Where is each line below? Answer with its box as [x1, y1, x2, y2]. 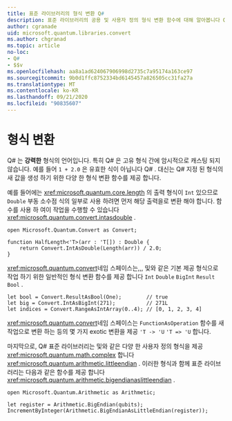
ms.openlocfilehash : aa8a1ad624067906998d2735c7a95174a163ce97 [7, 68, 193, 75]
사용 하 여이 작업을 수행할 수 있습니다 [19, 205, 119, 214]
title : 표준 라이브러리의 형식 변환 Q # [7, 10, 105, 17]
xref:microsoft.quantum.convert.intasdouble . [7, 213, 136, 221]
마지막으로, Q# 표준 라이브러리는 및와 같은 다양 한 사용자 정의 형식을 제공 [7, 342, 204, 350]
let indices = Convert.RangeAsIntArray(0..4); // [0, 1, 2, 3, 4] [7, 306, 202, 312]
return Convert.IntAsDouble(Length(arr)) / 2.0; [19, 245, 162, 252]
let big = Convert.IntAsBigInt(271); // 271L [7, 299, 168, 306]
